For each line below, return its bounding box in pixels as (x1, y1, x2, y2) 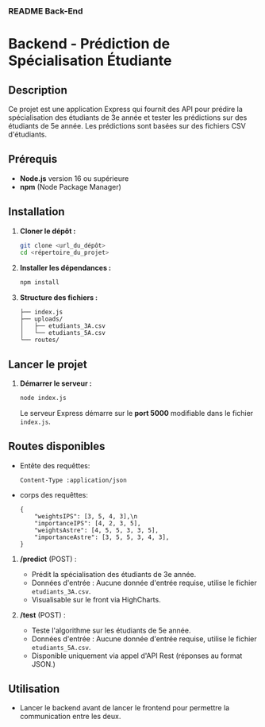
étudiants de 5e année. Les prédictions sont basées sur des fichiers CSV (8, 121, 246, 130)
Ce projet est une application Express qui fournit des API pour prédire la (8, 104, 244, 113)
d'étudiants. (8, 129, 48, 139)
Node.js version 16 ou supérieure (19, 173, 129, 183)
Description (8, 83, 67, 97)
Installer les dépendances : (19, 263, 111, 273)
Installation (8, 205, 65, 219)
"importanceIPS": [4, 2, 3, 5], (34, 519, 141, 527)
